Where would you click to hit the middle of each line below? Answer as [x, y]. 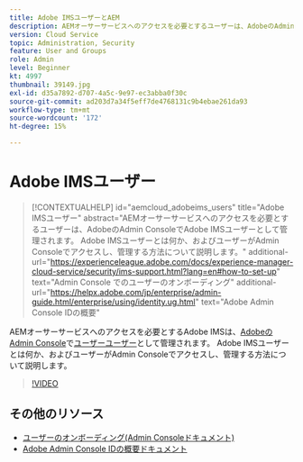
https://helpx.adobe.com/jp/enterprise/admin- [136, 292]
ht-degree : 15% [38, 127]
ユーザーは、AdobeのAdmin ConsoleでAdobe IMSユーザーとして [160, 229]
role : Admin [32, 59]
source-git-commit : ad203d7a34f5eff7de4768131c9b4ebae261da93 [129, 101]
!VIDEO [45, 383]
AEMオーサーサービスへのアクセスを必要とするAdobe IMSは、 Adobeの [141, 331]
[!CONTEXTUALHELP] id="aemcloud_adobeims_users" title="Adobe [158, 207]
